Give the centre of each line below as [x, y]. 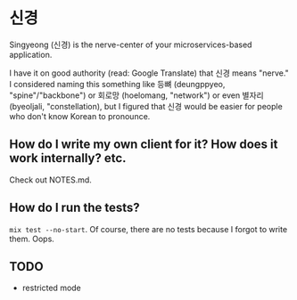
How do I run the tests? [74, 208]
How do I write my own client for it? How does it [144, 145]
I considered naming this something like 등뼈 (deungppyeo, [117, 84]
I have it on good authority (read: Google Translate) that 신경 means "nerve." [149, 73]
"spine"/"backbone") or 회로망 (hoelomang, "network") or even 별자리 [137, 95]
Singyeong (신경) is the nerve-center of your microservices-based [131, 45]
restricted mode [52, 288]
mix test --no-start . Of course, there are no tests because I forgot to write [148, 229]
